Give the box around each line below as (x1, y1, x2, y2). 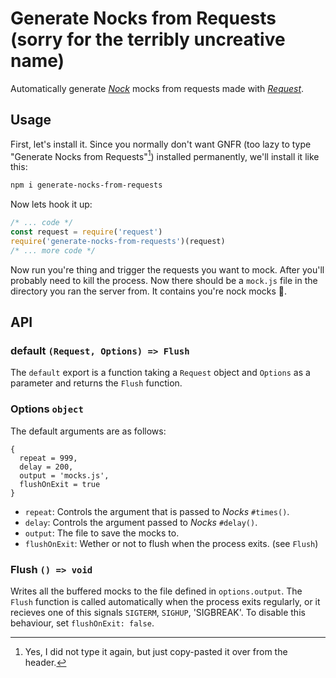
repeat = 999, (19, 453, 78, 463)
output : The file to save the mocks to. (24, 527, 180, 539)
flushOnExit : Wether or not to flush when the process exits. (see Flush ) (24, 537, 319, 549)
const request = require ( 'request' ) (10, 227, 163, 237)
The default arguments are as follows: (10, 425, 167, 437)
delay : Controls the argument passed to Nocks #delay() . (24, 516, 258, 528)
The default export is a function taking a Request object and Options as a (10, 367, 311, 379)
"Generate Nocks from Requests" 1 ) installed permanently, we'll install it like (10, 148, 320, 162)
